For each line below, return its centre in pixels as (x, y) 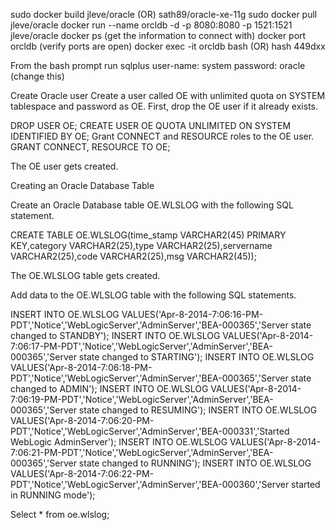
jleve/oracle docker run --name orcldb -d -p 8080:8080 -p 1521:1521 (151, 25)
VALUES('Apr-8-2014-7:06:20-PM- (82, 420)
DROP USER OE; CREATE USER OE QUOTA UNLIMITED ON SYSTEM (151, 125)
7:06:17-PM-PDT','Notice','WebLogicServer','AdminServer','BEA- (141, 346)
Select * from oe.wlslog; (60, 514)
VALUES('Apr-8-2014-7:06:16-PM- (192, 314)
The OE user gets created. (64, 166)
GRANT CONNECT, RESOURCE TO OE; (90, 147)
